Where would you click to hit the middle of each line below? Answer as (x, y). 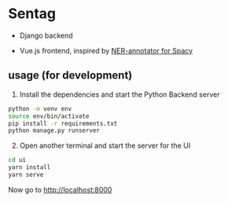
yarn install (29, 167)
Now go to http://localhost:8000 (60, 189)
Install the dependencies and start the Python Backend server (120, 94)
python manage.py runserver (54, 130)
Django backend (46, 35)
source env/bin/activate (49, 116)
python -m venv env (40, 108)
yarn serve (26, 174)
